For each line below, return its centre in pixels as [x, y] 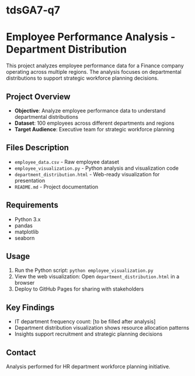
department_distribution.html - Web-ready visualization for [87, 174]
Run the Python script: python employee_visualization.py [84, 271]
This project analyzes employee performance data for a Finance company [95, 66]
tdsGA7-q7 [33, 10]
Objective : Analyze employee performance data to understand [90, 110]
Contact [21, 352]
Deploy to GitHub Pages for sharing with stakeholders [79, 289]
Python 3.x [27, 219]
